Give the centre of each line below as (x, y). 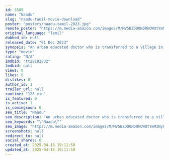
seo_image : (17, 126)
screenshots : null (24, 131)
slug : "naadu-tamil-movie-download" (44, 19)
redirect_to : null (24, 136)
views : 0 (14, 71)
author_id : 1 (19, 84)
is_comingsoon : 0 (23, 108)
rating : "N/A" (20, 56)
